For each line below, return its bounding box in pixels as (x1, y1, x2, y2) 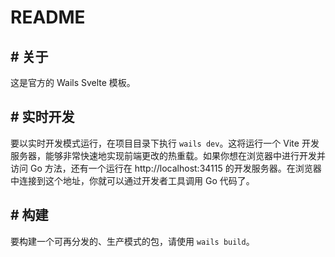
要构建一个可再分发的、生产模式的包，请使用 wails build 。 (10, 235, 255, 247)
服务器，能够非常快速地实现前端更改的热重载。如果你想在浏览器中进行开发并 (10, 149, 326, 161)
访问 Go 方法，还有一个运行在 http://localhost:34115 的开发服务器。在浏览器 (10, 162, 322, 174)
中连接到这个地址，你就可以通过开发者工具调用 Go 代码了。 (10, 174, 255, 186)
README (10, 6, 86, 29)
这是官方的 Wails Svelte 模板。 (10, 77, 136, 88)
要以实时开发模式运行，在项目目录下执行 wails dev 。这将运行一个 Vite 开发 (10, 137, 320, 149)
